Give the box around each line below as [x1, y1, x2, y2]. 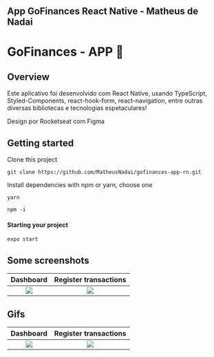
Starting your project [7, 220, 69, 229]
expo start [7, 236, 39, 243]
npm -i [7, 206, 26, 213]
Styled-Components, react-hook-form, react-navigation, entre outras [7, 96, 203, 105]
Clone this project [7, 155, 58, 164]
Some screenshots [7, 255, 89, 266]
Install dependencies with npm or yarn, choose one [7, 181, 153, 189]
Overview [7, 71, 50, 83]
